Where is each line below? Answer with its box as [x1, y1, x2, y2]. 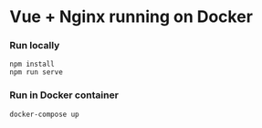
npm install [9, 59, 55, 69]
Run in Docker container [9, 89, 119, 101]
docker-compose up [9, 110, 79, 119]
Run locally [9, 39, 60, 52]
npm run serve [9, 68, 64, 77]
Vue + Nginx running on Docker [9, 6, 254, 27]
